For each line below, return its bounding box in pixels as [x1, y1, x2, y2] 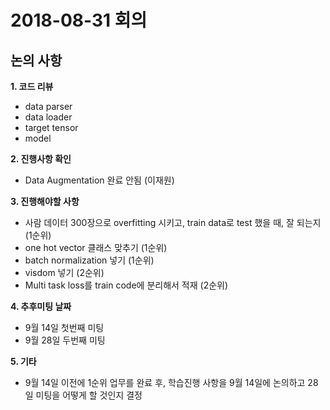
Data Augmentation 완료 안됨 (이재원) [24, 174, 175, 186]
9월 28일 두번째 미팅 [24, 334, 106, 346]
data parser [24, 101, 73, 112]
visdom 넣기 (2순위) [24, 267, 105, 278]
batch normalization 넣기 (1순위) [24, 254, 155, 266]
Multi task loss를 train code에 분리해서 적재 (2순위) [24, 279, 229, 291]
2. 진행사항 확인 [10, 153, 72, 165]
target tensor [24, 122, 79, 133]
